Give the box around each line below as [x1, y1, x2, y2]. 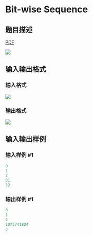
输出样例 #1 [5, 195, 33, 203]
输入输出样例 [5, 135, 46, 144]
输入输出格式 [5, 65, 46, 74]
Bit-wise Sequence [5, 4, 88, 15]
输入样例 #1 [5, 151, 33, 159]
